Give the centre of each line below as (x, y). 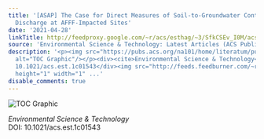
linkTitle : (26, 37)
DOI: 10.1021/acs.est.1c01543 (54, 127)
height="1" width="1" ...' (59, 74)
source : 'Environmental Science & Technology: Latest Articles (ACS (123, 45)
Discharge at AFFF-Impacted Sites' (73, 23)
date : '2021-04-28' (40, 30)
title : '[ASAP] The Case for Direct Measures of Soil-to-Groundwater (125, 15)
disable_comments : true (47, 81)
